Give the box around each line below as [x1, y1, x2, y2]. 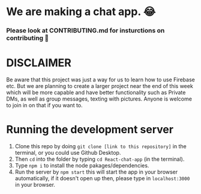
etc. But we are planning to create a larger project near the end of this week [6, 83, 193, 90]
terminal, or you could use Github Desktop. [14, 149, 121, 156]
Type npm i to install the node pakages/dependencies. [14, 161, 149, 169]
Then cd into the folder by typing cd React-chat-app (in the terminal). [14, 155, 185, 163]
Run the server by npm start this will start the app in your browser [14, 168, 178, 175]
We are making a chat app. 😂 [6, 5, 156, 19]
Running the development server [6, 123, 174, 137]
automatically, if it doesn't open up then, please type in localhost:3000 [14, 174, 190, 182]
